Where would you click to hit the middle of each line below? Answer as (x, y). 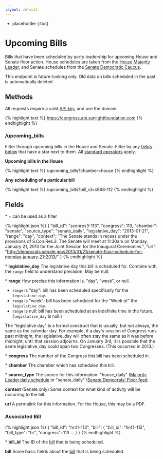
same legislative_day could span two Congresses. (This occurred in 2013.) (80, 346)
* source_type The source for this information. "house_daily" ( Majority (76, 375)
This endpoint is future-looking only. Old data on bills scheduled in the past (80, 76)
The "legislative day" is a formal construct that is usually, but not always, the (81, 326)
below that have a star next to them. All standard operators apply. (71, 152)
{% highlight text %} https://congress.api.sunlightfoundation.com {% (74, 118)
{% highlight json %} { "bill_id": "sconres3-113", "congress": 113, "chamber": (81, 226)
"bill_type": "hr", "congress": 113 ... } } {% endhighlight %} (63, 432)
